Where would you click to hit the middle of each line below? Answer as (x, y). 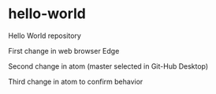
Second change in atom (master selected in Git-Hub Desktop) (108, 66)
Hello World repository (45, 36)
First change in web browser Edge (64, 51)
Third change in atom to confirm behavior (76, 81)
